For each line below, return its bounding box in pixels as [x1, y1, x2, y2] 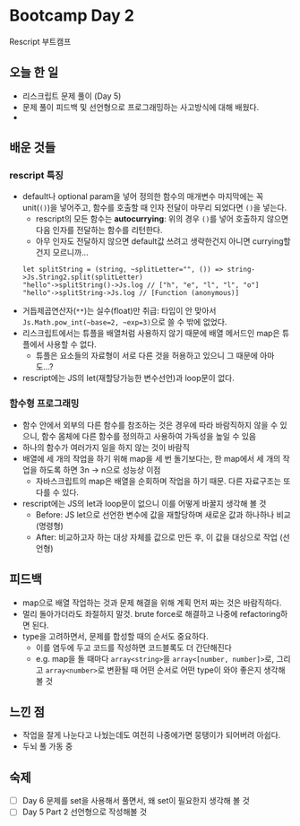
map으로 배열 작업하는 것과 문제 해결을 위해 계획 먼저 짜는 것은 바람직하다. [21, 597, 282, 608]
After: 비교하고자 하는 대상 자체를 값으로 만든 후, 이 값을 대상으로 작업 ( [35, 531, 284, 543]
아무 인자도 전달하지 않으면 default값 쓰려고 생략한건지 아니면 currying [35, 236, 284, 247]
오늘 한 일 [9, 65, 59, 81]
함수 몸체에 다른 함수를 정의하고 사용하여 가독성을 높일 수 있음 [41, 430, 257, 441]
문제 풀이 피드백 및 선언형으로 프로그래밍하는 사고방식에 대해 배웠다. [21, 101, 260, 112]
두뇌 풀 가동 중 [21, 741, 73, 752]
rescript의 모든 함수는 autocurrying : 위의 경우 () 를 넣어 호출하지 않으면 [35, 213, 289, 224]
